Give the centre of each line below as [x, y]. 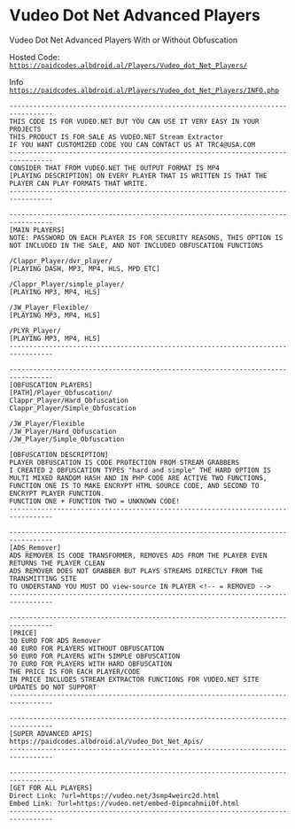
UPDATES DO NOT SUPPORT [53, 687]
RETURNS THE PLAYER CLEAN [57, 563]
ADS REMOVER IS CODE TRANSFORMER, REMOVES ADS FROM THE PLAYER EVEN [138, 555]
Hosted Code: [35, 57]
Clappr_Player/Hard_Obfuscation [69, 400]
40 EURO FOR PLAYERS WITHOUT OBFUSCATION [87, 648]
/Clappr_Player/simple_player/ [67, 284]
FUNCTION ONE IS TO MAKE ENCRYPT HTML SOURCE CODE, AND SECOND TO [134, 485]
